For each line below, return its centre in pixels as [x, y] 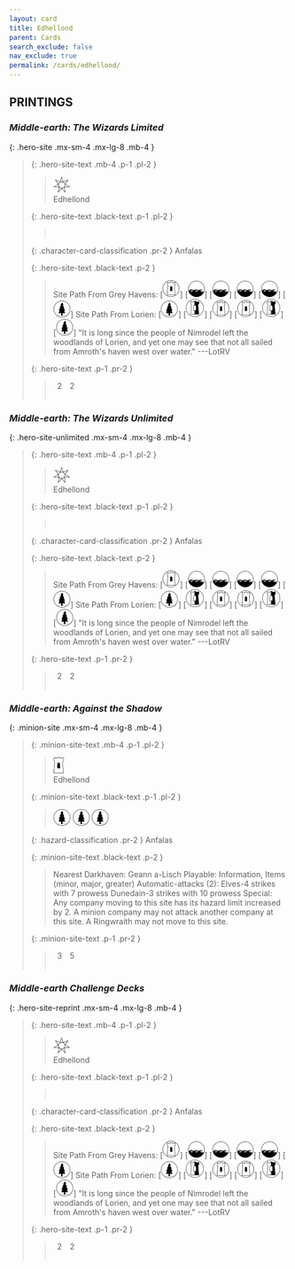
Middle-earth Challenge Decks [77, 988]
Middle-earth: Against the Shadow [85, 708]
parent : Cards [35, 37]
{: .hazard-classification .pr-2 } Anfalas [102, 840]
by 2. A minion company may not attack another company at [163, 912]
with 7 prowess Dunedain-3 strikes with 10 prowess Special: [163, 893]
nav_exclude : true [43, 56]
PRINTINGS [41, 102]
